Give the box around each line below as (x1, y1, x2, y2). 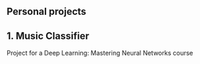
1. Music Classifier (6, 30, 89, 42)
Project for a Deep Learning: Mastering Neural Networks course (6, 49, 194, 58)
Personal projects (6, 6, 87, 18)
